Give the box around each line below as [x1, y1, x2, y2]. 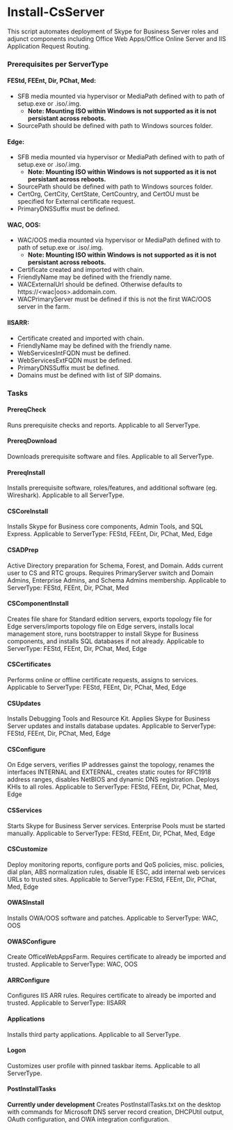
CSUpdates [7, 699, 41, 707]
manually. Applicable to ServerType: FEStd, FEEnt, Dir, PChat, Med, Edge [7, 829, 216, 837]
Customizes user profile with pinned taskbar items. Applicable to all [7, 1061, 200, 1070]
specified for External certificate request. [17, 197, 136, 206]
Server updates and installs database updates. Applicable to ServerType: [7, 722, 216, 730]
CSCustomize [7, 845, 48, 853]
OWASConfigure [7, 937, 56, 946]
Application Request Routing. [7, 42, 90, 50]
